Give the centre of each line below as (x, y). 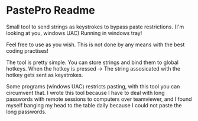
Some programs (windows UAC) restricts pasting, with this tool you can (93, 86)
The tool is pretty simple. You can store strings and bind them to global (92, 62)
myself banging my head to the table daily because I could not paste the (94, 105)
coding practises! (27, 50)
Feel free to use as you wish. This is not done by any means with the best (95, 44)
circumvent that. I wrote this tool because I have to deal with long (85, 93)
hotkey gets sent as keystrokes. (45, 75)
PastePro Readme (51, 10)
